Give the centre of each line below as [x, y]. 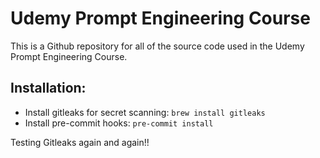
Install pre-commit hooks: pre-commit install [119, 123]
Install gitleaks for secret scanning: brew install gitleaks [145, 112]
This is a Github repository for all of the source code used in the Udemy [157, 46]
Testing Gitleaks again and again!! [80, 142]
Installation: [48, 88]
